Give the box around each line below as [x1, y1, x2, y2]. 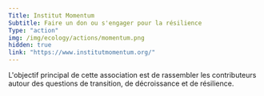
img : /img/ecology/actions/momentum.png [8, 33, 146, 42]
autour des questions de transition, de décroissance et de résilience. [8, 79, 234, 88]
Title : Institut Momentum [8, 11, 94, 20]
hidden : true [8, 41, 52, 49]
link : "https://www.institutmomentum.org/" [8, 48, 156, 56]
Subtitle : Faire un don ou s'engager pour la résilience [8, 19, 202, 27]
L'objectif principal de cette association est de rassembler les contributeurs [8, 71, 257, 79]
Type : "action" [8, 26, 59, 34]
